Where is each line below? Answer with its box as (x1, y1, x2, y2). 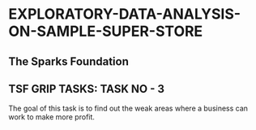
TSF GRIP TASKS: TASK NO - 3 (8, 82, 164, 96)
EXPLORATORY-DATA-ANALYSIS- (8, 5, 241, 24)
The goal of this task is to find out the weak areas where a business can (8, 103, 249, 114)
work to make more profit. (8, 112, 96, 122)
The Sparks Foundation (8, 54, 130, 68)
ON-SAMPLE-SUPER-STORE (8, 22, 203, 41)
